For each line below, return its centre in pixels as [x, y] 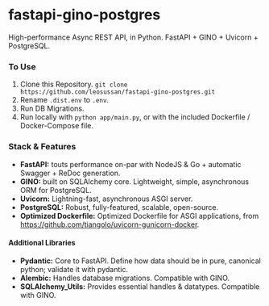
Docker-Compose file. [57, 126]
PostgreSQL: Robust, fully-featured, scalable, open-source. [119, 207]
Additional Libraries [42, 243]
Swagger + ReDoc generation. [70, 173]
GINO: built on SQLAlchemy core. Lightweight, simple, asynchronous [134, 181]
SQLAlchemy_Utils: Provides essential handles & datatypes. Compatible [140, 286]
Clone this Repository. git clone [74, 84]
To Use [22, 66]
